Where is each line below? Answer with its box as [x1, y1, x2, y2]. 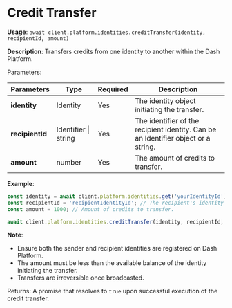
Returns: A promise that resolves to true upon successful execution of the [7, 287, 218, 296]
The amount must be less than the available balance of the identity [17, 259, 207, 267]
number [56, 157, 81, 167]
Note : [7, 230, 23, 239]
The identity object [134, 96, 196, 105]
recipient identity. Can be [134, 125, 217, 134]
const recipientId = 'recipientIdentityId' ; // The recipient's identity [7, 199, 224, 206]
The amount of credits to [134, 153, 215, 163]
